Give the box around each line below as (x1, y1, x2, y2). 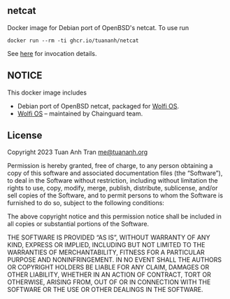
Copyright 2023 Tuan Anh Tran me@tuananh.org (7, 148, 148, 156)
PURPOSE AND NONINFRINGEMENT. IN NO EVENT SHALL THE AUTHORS (7, 256, 222, 264)
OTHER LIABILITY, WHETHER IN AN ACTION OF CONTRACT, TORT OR (7, 270, 211, 279)
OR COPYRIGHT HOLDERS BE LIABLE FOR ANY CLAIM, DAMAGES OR (7, 263, 210, 272)
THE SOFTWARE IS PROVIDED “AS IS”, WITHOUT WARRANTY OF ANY (7, 233, 210, 242)
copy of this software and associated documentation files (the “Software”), (7, 169, 223, 177)
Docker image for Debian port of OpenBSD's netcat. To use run (7, 23, 189, 32)
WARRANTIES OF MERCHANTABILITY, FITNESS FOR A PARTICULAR (7, 248, 205, 257)
